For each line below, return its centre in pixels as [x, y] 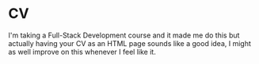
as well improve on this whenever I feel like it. [82, 52]
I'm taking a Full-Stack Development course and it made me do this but [124, 35]
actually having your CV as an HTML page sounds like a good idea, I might [130, 43]
